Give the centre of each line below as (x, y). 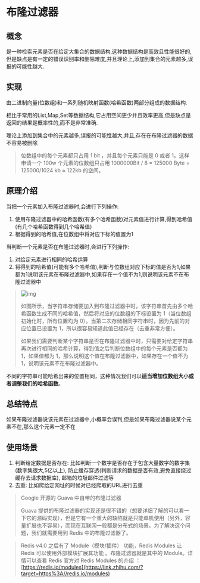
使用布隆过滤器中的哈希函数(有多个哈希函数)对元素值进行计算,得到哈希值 (104, 219)
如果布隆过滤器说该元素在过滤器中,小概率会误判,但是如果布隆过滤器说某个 (96, 419)
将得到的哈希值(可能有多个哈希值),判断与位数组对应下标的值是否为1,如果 (103, 266)
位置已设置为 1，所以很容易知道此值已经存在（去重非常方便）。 (102, 328)
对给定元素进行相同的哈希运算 (51, 259)
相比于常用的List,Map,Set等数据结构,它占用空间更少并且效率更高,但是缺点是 (99, 115)
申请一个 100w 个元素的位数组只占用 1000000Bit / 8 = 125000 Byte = (105, 163)
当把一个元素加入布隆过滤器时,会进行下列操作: (62, 206)
